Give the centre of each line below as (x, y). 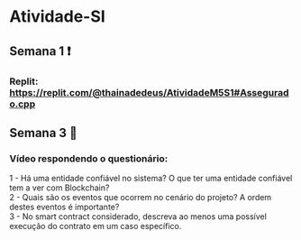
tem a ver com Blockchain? (59, 188)
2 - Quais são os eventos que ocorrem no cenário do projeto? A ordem (141, 198)
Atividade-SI (57, 17)
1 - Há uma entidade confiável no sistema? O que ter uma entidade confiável (151, 179)
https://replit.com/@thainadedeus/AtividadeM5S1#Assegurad (150, 92)
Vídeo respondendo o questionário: (89, 158)
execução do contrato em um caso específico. (96, 226)
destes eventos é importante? (64, 207)
